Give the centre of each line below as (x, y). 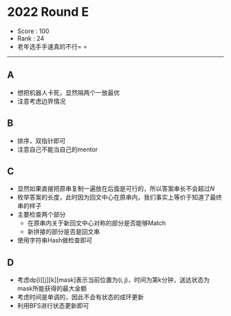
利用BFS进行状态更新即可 (53, 306)
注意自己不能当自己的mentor (57, 149)
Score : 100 (33, 31)
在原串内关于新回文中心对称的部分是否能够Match (97, 223)
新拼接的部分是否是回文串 (64, 232)
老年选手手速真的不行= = (52, 46)
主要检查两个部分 (41, 215)
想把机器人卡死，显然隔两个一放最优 (68, 92)
